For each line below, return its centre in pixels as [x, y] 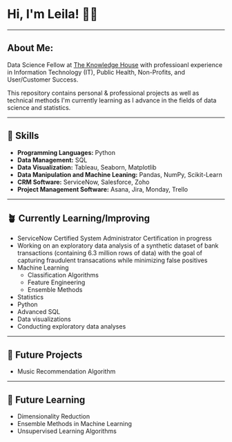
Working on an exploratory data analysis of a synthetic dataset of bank [118, 246]
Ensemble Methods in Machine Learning [75, 424]
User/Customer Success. [43, 80]
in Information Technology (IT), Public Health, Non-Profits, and [96, 72]
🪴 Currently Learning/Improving [79, 218]
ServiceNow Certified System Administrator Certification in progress [114, 239]
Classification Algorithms [63, 275]
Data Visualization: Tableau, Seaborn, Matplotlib [87, 167]
